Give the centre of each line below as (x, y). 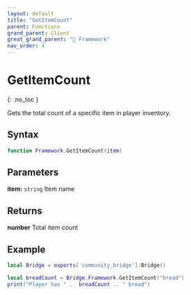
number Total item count (43, 228)
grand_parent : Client (39, 33)
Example (26, 250)
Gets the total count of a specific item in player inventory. (89, 112)
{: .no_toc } (23, 99)
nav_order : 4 (26, 46)
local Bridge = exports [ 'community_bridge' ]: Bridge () (87, 265)
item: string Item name (41, 189)
